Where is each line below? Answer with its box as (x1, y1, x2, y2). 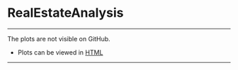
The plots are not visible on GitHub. (7, 34, 111, 43)
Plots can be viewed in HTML (17, 48, 103, 57)
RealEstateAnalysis (7, 5, 124, 21)
